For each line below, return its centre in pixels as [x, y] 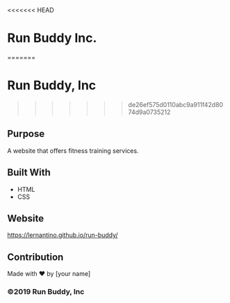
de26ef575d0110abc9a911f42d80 [176, 104]
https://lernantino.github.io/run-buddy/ [63, 235]
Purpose [26, 134]
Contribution [35, 257]
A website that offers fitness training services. [73, 150]
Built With [29, 173]
